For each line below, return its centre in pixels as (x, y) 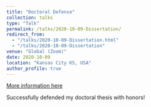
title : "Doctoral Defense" (41, 12)
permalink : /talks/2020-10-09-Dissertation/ (64, 29)
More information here (35, 86)
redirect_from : (26, 35)
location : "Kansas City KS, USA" (49, 63)
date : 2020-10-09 (28, 57)
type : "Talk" (23, 23)
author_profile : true (34, 68)
